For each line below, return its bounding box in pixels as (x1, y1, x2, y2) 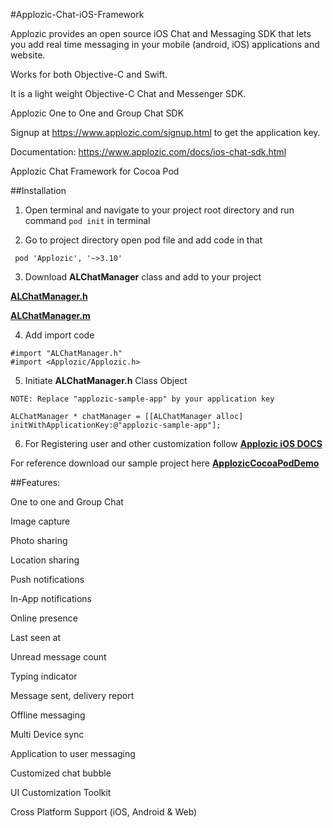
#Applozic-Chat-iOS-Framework (10, 9, 145, 20)
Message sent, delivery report (10, 690, 135, 701)
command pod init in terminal (24, 215, 151, 226)
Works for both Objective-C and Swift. (10, 69, 168, 80)
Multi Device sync (10, 729, 85, 740)
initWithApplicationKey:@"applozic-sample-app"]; (10, 420, 222, 430)
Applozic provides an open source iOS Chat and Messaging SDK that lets (10, 28, 312, 39)
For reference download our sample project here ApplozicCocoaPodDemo (10, 457, 320, 469)
